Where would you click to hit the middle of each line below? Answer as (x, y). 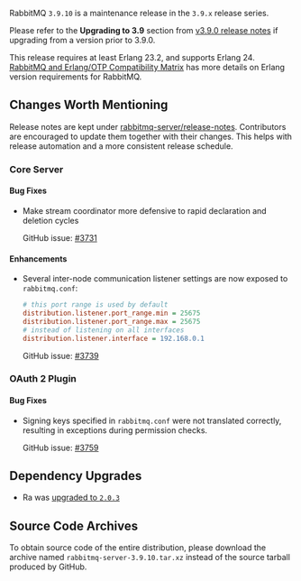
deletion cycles (50, 220)
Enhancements (38, 258)
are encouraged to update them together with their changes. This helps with (151, 136)
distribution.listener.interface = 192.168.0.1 (113, 338)
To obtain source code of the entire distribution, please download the (138, 548)
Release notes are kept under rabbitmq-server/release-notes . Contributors (148, 126)
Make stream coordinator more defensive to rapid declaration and (145, 210)
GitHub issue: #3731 (59, 237)
